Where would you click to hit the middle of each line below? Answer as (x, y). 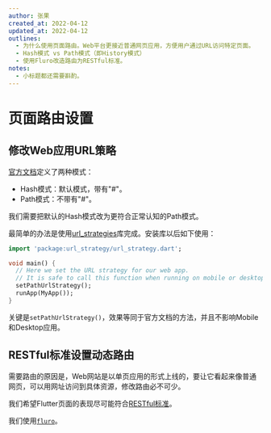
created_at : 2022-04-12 (48, 23)
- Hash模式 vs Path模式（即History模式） (81, 53)
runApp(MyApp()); (45, 293)
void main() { (32, 263)
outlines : (25, 38)
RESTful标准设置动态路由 (71, 355)
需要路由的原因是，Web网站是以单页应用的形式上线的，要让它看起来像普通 (132, 376)
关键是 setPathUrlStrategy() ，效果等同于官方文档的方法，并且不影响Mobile (133, 317)
